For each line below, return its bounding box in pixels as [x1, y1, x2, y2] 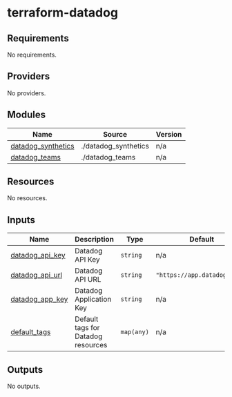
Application [75, 295, 112, 304]
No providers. [7, 88, 46, 97]
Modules [7, 109, 46, 121]
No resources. [7, 194, 48, 202]
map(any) [120, 328, 150, 336]
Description [75, 235, 114, 244]
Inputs [7, 214, 36, 226]
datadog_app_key [10, 295, 68, 304]
